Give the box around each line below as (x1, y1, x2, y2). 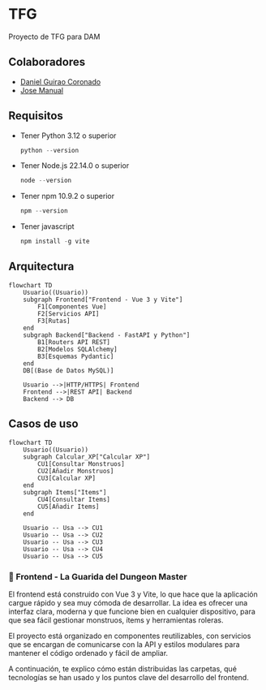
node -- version (19, 176, 72, 185)
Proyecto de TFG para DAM (8, 32, 101, 41)
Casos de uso (8, 417, 79, 431)
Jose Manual (19, 85, 63, 95)
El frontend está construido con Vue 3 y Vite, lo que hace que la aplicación (8, 589, 258, 599)
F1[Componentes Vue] (37, 302, 107, 311)
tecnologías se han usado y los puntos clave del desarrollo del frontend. (8, 672, 249, 682)
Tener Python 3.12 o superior (19, 131, 117, 140)
